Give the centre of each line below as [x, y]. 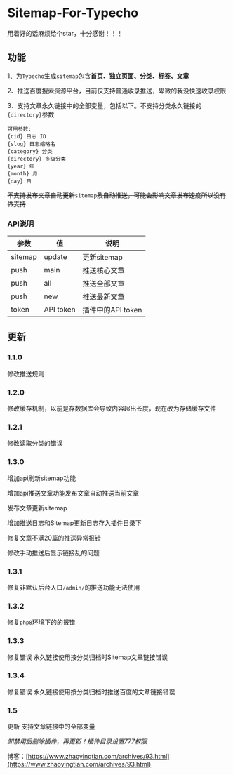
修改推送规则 [26, 373]
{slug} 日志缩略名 [32, 144]
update [55, 257]
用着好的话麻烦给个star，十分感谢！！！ [65, 33]
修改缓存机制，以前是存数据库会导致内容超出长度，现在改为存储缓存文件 [112, 409]
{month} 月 [23, 173]
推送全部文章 [104, 284]
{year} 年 [21, 166]
